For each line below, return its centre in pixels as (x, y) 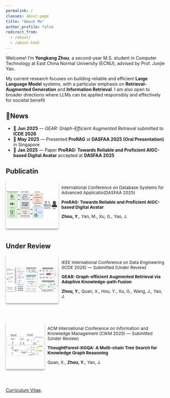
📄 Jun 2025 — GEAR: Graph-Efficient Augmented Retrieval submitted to (88, 128)
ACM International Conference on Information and (98, 328)
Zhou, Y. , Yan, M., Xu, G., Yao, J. (94, 217)
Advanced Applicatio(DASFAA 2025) (98, 193)
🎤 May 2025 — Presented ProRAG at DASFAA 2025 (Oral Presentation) (88, 139)
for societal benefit (25, 100)
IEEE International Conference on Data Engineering (113, 262)
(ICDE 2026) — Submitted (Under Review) (104, 267)
